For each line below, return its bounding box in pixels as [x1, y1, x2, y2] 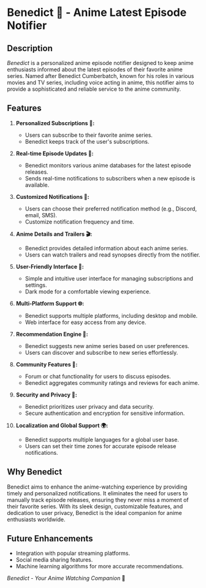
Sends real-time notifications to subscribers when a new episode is [25, 174, 196, 182]
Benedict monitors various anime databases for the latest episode [25, 161, 192, 169]
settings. [25, 281, 47, 288]
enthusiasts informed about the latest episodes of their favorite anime [7, 66, 183, 73]
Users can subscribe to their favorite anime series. [25, 131, 153, 139]
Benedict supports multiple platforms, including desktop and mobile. [25, 312, 198, 319]
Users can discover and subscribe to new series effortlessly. [25, 349, 178, 356]
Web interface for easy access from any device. [25, 319, 147, 326]
